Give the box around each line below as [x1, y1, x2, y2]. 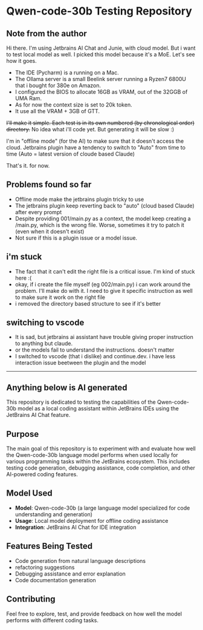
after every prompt [14, 208, 62, 215]
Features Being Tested [6, 541, 92, 551]
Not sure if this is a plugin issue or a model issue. [14, 234, 138, 241]
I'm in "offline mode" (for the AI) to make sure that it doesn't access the [6, 137, 184, 145]
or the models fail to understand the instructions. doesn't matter [14, 346, 175, 353]
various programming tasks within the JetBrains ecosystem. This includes [6, 458, 190, 465]
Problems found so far [6, 180, 92, 190]
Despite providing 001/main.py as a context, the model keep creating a [14, 215, 192, 222]
